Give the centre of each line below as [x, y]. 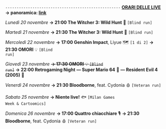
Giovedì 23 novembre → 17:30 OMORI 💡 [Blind [54, 64]
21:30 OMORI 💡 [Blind [29, 49]
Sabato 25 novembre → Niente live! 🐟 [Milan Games [60, 97]
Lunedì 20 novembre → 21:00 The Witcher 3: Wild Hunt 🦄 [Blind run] [79, 22]
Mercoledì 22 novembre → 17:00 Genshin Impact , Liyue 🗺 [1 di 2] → [79, 42]
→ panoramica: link [26, 13]
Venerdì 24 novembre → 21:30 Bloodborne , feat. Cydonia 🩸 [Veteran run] [83, 85]
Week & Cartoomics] [26, 104]
